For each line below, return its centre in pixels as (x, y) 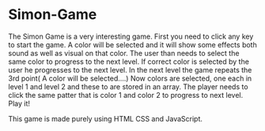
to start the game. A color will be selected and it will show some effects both (132, 44)
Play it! (19, 103)
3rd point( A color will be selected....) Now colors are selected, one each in (130, 78)
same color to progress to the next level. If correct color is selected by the (129, 62)
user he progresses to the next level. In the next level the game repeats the (130, 69)
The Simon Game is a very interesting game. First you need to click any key (131, 36)
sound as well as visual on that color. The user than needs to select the (124, 53)
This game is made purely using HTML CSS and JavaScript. (106, 118)
